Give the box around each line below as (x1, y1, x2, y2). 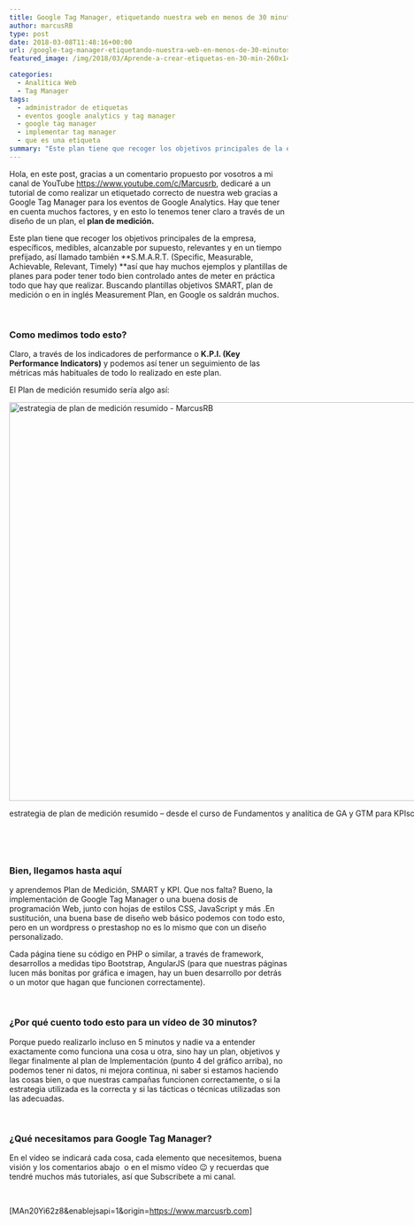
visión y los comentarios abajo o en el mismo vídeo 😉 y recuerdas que (9, 1161, 270, 1172)
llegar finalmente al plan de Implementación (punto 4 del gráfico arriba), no (9, 1055, 283, 1066)
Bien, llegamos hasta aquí (9, 864, 122, 877)
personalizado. (9, 932, 64, 942)
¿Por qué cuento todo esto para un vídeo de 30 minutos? (9, 1016, 258, 1028)
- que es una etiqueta (17, 136, 101, 145)
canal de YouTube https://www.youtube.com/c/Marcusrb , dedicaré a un (9, 178, 272, 189)
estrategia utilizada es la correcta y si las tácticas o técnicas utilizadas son (9, 1083, 281, 1094)
